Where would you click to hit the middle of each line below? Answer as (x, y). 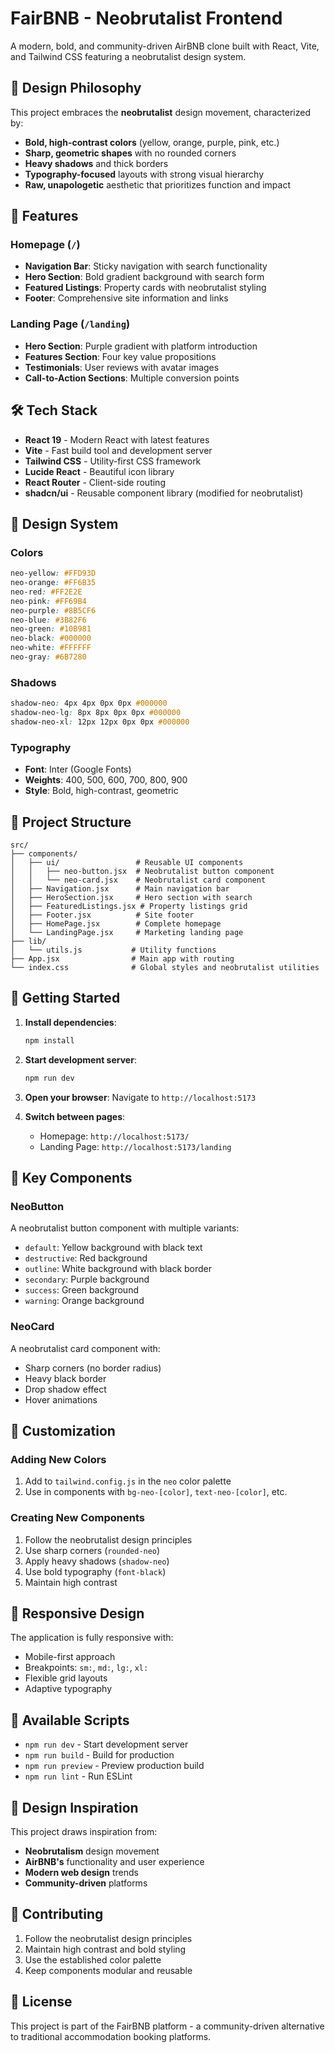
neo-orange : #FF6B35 (53, 583)
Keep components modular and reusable (108, 1970)
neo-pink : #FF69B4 (48, 601)
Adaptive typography (68, 1689)
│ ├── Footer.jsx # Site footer (102, 915)
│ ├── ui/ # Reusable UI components (127, 863)
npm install (49, 1040)
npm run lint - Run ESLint (78, 1776)
